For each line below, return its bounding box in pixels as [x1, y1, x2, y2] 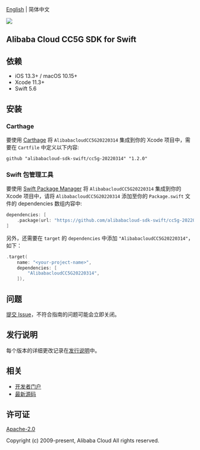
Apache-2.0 [6, 426, 36, 433]
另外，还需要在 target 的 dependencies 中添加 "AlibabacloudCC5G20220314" [6, 235, 189, 242]
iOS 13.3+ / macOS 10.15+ [14, 73, 78, 80]
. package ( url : [17, 217, 52, 224]
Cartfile [17, 145, 40, 151]
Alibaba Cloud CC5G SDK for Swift [6, 35, 137, 45]
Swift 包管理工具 [6, 170, 54, 179]
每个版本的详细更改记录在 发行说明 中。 [6, 346, 100, 354]
